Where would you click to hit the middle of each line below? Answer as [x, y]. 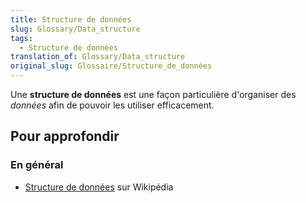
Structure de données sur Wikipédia [99, 187]
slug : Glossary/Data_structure [75, 29]
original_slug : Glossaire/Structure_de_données [111, 66]
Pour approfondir [65, 136]
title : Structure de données [71, 19]
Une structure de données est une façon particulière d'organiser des [153, 94]
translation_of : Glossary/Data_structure [98, 57]
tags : [21, 38]
